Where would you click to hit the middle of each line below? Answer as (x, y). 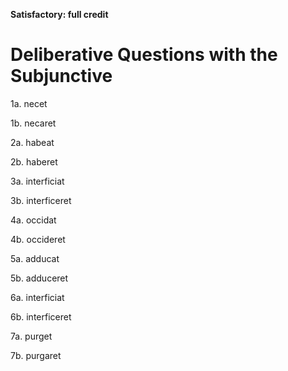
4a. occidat (33, 220)
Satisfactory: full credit (59, 14)
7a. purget (31, 336)
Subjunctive (61, 76)
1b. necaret (33, 123)
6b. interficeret (41, 316)
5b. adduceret (39, 278)
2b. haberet (34, 161)
